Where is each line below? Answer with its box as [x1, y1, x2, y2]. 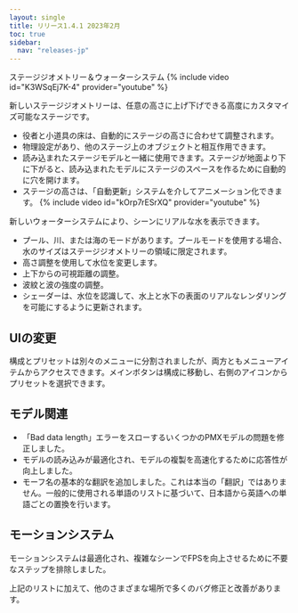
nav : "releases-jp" [17, 46, 90, 55]
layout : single [9, 12, 66, 22]
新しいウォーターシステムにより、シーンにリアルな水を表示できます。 [9, 216, 265, 227]
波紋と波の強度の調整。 [21, 280, 109, 290]
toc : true [9, 29, 46, 38]
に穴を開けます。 [21, 175, 85, 185]
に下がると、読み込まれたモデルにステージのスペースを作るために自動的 [21, 164, 286, 175]
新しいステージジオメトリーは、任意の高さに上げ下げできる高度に [9, 100, 251, 111]
